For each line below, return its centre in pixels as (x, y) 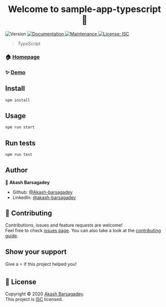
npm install (18, 100)
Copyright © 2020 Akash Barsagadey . (45, 294)
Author (16, 170)
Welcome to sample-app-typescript (85, 9)
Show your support (36, 251)
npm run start (20, 127)
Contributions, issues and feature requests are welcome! (64, 225)
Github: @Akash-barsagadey (43, 192)
